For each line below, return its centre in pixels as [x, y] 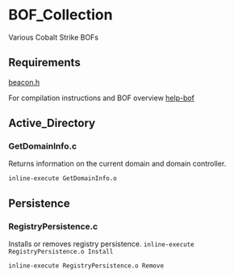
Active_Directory [52, 123]
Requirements [44, 63]
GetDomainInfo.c [43, 146]
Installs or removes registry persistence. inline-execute [102, 244]
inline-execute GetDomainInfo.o [63, 179]
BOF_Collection [61, 15]
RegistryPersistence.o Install [61, 252]
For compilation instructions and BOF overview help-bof [102, 98]
